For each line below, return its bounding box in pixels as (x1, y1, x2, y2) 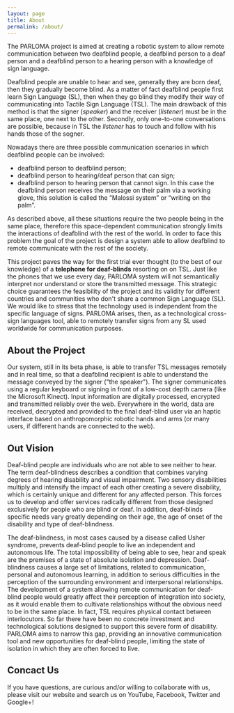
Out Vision (7, 442, 54, 454)
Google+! (7, 698, 34, 706)
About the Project (7, 344, 86, 356)
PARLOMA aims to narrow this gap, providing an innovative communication (7, 629, 222, 638)
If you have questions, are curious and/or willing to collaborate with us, (7, 683, 211, 691)
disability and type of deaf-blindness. (7, 520, 115, 528)
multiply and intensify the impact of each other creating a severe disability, (7, 483, 221, 491)
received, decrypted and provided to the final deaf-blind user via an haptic (7, 407, 221, 416)
